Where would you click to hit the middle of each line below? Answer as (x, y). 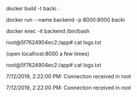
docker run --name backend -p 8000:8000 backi (66, 20)
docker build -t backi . (33, 8)
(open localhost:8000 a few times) (48, 54)
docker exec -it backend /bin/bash (48, 31)
